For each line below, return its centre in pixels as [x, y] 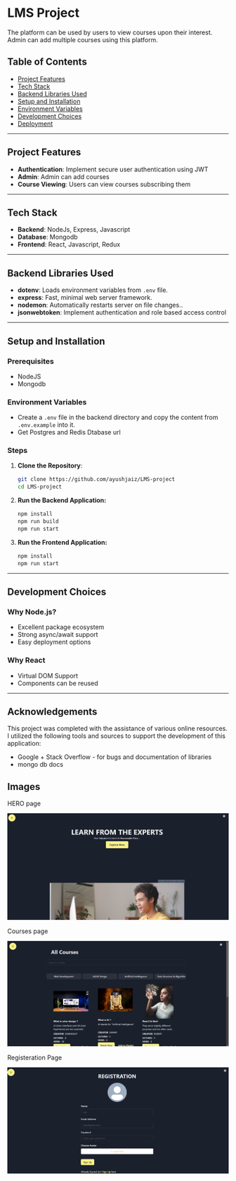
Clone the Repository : [50, 466]
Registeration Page [35, 1057]
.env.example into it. [46, 425]
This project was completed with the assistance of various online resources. [118, 729]
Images [24, 787]
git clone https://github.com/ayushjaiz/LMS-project [96, 480]
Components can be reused [58, 683]
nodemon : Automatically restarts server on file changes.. [100, 305]
